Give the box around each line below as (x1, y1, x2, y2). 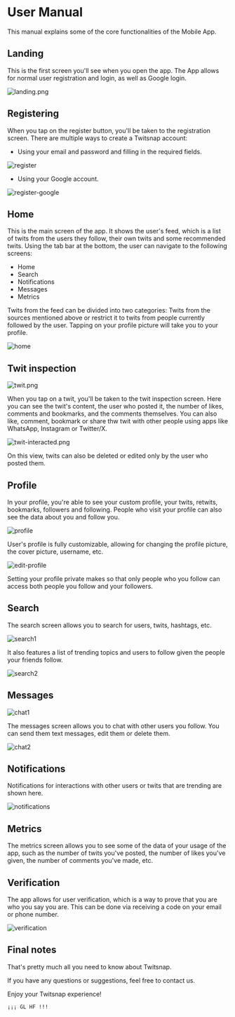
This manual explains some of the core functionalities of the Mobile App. (7, 27, 217, 36)
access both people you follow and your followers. (7, 582, 153, 590)
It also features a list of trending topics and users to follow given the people (7, 648, 226, 656)
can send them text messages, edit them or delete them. (7, 729, 170, 737)
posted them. (7, 459, 46, 467)
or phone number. (7, 910, 60, 919)
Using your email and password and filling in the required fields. (17, 147, 202, 156)
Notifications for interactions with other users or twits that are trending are (7, 781, 222, 790)
